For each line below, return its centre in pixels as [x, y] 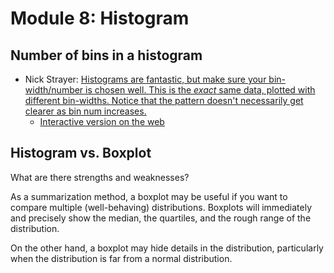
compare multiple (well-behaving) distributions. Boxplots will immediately [161, 207]
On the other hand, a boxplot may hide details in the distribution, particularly [167, 248]
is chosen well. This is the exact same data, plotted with [200, 90]
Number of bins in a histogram [106, 55]
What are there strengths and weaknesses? [100, 177]
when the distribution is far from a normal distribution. [121, 258]
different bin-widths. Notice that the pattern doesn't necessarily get [164, 100]
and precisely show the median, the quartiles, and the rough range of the [161, 218]
